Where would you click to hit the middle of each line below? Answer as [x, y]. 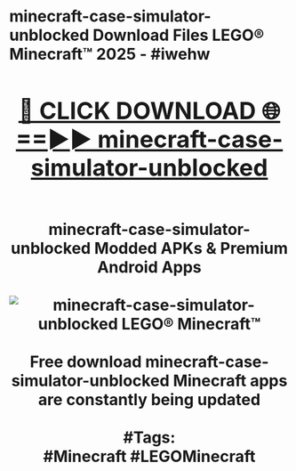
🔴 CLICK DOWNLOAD [137, 110]
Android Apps [149, 267]
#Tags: [149, 437]
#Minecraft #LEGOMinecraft [149, 456]
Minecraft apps [230, 381]
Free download [86, 361]
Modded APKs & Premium [192, 248]
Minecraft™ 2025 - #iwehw [110, 54]
